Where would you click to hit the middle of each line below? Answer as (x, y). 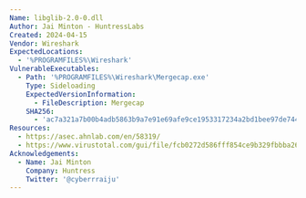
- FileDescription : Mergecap (89, 103)
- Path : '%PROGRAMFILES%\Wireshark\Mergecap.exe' (113, 78)
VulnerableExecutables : (55, 69)
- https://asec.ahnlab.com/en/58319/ (89, 137)
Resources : (30, 129)
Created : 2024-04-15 (49, 35)
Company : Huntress (61, 171)
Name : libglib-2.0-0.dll (56, 18)
